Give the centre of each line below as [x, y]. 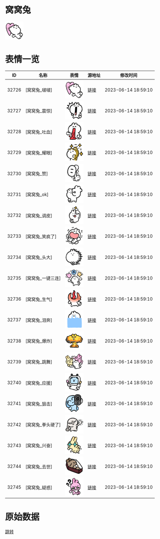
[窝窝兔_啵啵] [39, 90]
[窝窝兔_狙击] [39, 404]
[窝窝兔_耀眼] [39, 153]
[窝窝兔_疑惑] [39, 487]
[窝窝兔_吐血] [39, 132]
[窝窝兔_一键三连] [43, 278]
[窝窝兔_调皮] [39, 215]
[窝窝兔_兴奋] [39, 446]
